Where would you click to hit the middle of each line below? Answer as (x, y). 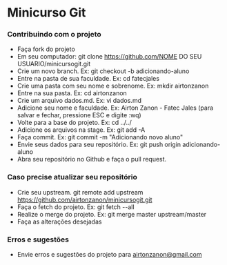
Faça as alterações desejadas (59, 222)
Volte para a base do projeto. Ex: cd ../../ (75, 123)
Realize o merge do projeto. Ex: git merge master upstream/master (112, 214)
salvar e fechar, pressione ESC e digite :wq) (79, 115)
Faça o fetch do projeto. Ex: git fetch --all (76, 207)
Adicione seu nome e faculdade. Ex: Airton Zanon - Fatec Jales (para (115, 108)
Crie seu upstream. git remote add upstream (80, 192)
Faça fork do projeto (46, 49)
